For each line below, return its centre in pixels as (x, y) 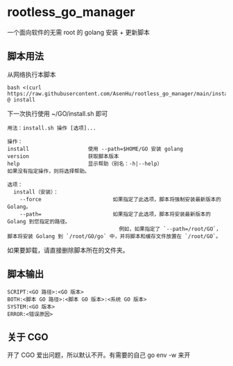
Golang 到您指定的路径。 (39, 221)
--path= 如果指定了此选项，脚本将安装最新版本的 (115, 214)
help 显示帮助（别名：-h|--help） (85, 164)
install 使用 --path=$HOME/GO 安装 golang (95, 149)
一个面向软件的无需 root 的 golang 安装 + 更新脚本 (79, 32)
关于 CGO (28, 337)
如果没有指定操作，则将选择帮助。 (49, 171)
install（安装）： (36, 192)
